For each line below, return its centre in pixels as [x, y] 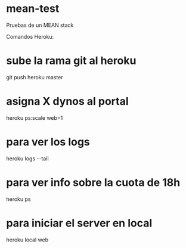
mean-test [33, 9]
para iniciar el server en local [79, 223]
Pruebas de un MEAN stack [40, 25]
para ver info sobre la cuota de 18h [93, 182]
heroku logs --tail [27, 158]
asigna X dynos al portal [68, 102]
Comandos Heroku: [30, 36]
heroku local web [27, 240]
